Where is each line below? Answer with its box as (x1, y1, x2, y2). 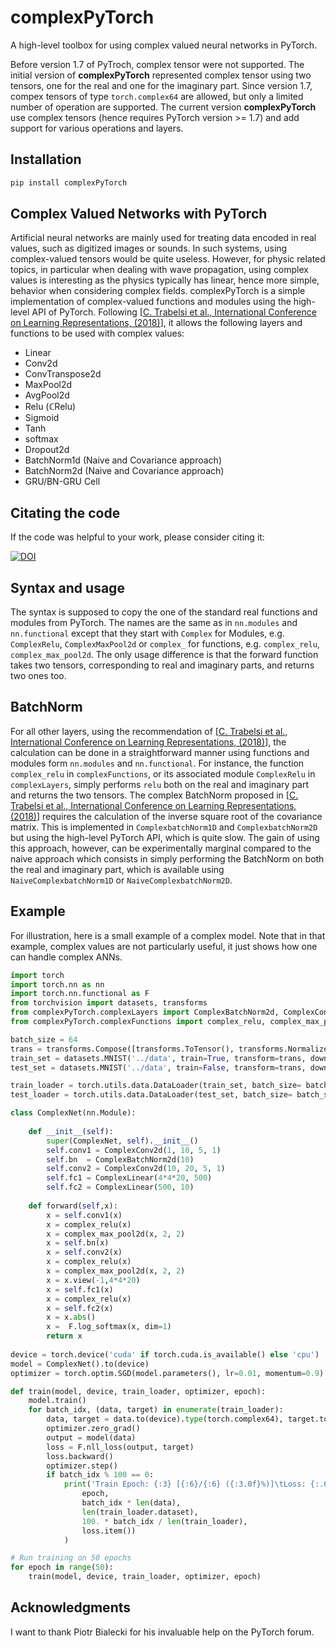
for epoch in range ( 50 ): (10, 1562, 114, 1573)
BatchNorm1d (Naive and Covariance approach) (24, 454, 222, 466)
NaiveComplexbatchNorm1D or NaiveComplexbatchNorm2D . (10, 874, 233, 886)
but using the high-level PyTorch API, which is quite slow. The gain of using (10, 831, 320, 843)
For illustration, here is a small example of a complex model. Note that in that (10, 929, 326, 941)
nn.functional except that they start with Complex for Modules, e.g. (10, 627, 285, 640)
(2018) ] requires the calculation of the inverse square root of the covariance (10, 810, 323, 822)
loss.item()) (81, 1526, 137, 1536)
